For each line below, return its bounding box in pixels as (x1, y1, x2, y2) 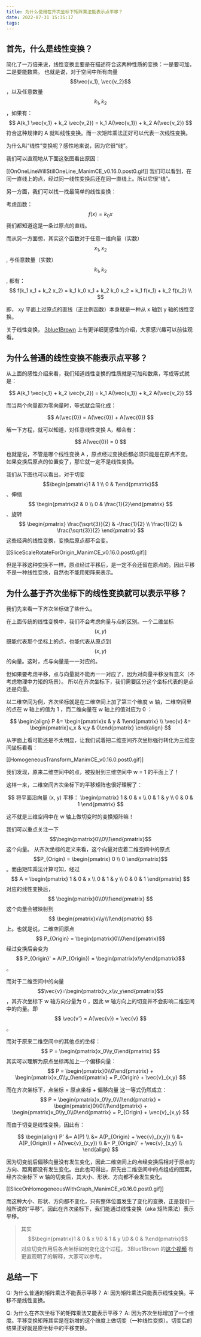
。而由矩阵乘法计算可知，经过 (6, 866, 80, 872)
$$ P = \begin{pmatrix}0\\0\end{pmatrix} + (47, 1067, 154, 1075)
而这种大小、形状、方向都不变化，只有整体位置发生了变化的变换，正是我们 (6, 1198, 190, 1204)
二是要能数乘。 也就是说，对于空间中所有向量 (6, 68, 118, 76)
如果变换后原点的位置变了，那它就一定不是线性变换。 (6, 458, 138, 465)
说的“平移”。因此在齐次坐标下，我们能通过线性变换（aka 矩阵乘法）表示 (16, 1205, 194, 1212)
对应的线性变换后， (6, 886, 54, 892)
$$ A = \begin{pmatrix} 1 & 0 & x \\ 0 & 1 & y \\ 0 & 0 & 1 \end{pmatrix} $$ (11, 875, 190, 883)
